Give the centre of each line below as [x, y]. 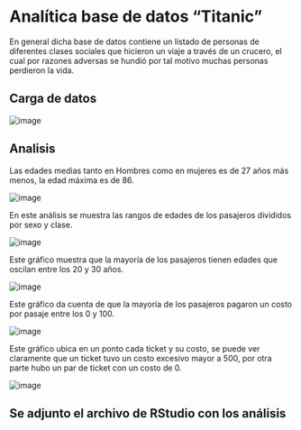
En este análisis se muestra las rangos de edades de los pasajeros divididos [150, 215]
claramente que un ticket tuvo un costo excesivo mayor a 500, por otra [141, 358]
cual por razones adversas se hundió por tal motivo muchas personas [139, 60]
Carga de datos [53, 99]
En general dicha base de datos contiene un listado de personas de [134, 41]
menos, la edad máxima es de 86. [72, 180]
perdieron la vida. [42, 70]
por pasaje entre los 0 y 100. [62, 314]
